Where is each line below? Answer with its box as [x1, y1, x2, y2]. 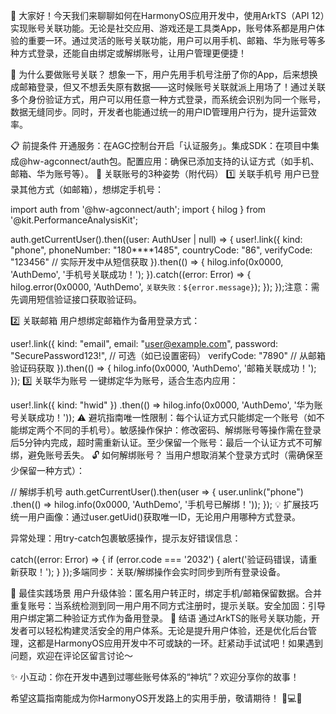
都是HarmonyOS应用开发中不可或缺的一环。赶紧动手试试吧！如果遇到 [36, 637, 324, 649]
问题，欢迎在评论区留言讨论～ [10, 650, 133, 661]
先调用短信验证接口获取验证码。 [10, 294, 142, 305]
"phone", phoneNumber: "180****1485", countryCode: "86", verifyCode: [10, 244, 313, 256]
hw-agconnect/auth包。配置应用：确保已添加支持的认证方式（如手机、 [27, 155, 320, 167]
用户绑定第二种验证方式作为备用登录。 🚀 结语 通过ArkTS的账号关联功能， [10, 612, 312, 624]
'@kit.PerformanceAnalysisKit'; [10, 214, 138, 226]
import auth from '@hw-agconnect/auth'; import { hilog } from [10, 204, 267, 215]
